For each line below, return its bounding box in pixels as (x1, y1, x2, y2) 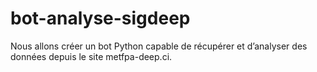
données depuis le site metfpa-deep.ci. (10, 50, 173, 62)
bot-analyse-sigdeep (10, 7, 191, 30)
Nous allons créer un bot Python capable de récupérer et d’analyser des (10, 40, 308, 52)
